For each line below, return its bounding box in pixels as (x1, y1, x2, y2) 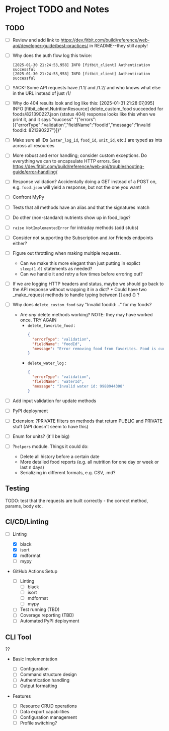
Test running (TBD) (20, 606, 60, 612)
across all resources (12, 143, 55, 149)
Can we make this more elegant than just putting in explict (20, 260, 140, 266)
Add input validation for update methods (12, 398, 97, 404)
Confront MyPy (12, 194, 44, 200)
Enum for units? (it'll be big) (12, 433, 70, 439)
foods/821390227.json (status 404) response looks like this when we (12, 111, 156, 117)
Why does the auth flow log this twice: (12, 52, 92, 59)
